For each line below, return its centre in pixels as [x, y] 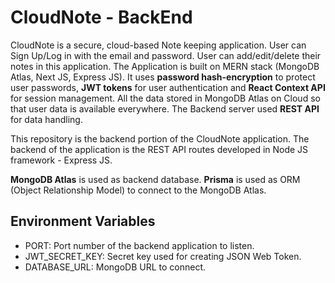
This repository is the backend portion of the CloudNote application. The [160, 138]
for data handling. [46, 119]
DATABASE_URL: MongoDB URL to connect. [115, 267]
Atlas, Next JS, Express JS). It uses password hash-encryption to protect [163, 77]
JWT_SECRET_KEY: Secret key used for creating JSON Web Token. [163, 256]
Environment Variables [83, 221]
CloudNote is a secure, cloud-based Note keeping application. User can [158, 45]
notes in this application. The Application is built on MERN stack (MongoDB [165, 66]
